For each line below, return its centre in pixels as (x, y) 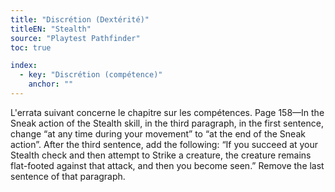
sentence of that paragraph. (68, 176)
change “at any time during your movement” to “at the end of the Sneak (158, 133)
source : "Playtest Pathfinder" (75, 38)
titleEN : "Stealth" (51, 29)
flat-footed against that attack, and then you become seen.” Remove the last (167, 165)
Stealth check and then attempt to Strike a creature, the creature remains (161, 155)
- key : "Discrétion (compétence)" (91, 75)
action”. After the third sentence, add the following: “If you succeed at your (164, 144)
